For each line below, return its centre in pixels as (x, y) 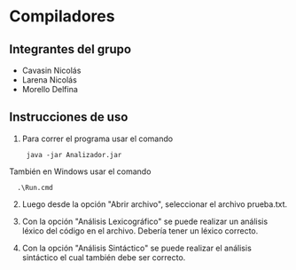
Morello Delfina (50, 89)
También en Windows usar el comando (80, 171)
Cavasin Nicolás (51, 70)
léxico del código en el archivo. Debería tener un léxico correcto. (140, 230)
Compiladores (62, 16)
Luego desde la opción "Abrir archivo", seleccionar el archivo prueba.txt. (155, 204)
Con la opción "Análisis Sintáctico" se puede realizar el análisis (137, 248)
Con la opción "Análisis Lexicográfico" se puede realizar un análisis (145, 221)
